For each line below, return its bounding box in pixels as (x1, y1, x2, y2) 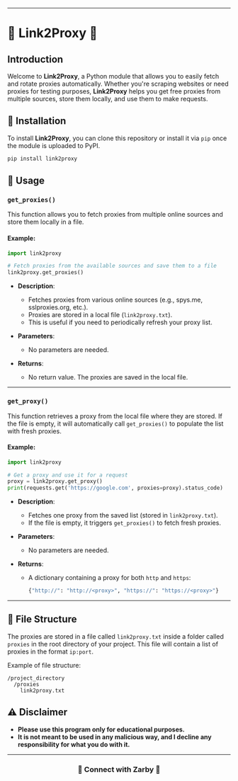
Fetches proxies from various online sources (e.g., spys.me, (28, 295, 203, 304)
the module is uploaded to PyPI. (7, 141, 101, 149)
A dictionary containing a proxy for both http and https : (28, 574, 191, 582)
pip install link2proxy (7, 155, 78, 162)
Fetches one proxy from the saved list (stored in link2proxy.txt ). (28, 511, 218, 520)
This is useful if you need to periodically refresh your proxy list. (28, 318, 212, 326)
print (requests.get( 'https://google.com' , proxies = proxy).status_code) (7, 484, 223, 492)
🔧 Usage (7, 175, 45, 187)
